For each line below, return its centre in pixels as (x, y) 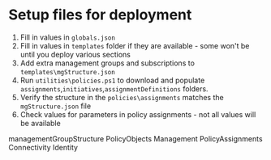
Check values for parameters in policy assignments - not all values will (138, 114)
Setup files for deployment (100, 15)
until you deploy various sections (75, 54)
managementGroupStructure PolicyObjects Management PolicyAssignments (135, 138)
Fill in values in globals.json (68, 37)
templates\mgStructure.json (67, 72)
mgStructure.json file (56, 106)
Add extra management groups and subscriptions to (107, 63)
